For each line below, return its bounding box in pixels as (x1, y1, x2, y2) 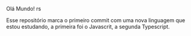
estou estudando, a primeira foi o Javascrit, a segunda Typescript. (6, 23, 170, 30)
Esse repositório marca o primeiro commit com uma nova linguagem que (6, 17, 186, 23)
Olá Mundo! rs (6, 5, 41, 12)
